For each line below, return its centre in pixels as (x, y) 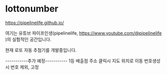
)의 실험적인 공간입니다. (28, 39)
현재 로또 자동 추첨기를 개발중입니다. (41, 50)
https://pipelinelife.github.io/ (35, 23)
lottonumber (32, 9)
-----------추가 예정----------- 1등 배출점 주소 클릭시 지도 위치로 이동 (74, 60)
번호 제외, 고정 (25, 67)
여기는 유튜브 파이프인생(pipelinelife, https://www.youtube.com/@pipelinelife (83, 33)
